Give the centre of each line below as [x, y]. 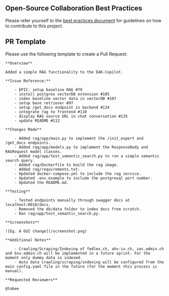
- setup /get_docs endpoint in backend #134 [62, 107]
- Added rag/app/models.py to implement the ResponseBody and [81, 147]
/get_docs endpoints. [28, 143]
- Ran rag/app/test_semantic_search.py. [57, 213]
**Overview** [19, 63]
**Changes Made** [24, 129]
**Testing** [18, 191]
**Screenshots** [22, 222]
